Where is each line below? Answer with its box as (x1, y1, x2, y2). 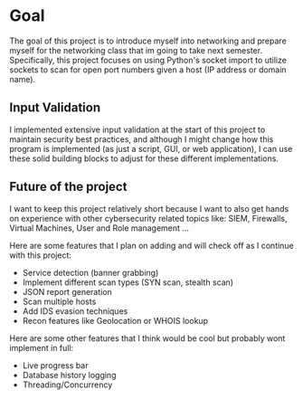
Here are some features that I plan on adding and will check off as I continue (9, 240, 294, 251)
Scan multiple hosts (22, 296, 97, 307)
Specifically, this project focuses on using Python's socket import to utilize (9, 54, 288, 65)
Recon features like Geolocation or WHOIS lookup (22, 315, 209, 326)
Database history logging (22, 369, 117, 380)
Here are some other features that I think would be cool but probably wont (9, 332, 286, 344)
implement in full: (9, 342, 74, 353)
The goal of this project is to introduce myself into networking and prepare (9, 35, 287, 46)
